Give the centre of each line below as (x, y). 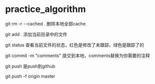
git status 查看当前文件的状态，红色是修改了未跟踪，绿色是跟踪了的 (75, 45)
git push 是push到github (30, 66)
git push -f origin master (30, 76)
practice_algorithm (46, 9)
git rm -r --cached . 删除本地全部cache (46, 23)
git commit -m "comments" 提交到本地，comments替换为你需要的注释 (78, 55)
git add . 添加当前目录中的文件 (36, 34)
